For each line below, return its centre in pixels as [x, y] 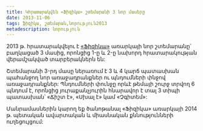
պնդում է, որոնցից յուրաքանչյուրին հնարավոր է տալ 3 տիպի [93, 90]
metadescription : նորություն [43, 29]
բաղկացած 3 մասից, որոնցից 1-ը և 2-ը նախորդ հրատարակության [102, 53]
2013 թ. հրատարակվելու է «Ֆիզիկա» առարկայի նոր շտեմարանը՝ [99, 46]
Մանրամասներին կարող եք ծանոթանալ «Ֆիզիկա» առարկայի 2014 [102, 109]
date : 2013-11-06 [28, 18]
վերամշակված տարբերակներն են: [56, 59]
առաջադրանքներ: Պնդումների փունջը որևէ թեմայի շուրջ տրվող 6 [101, 84]
